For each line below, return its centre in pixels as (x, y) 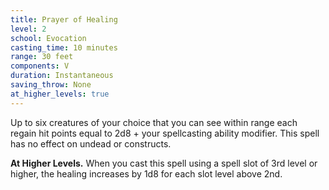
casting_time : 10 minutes (64, 47)
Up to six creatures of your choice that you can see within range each (154, 122)
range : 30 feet (42, 57)
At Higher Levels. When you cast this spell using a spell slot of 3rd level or (164, 163)
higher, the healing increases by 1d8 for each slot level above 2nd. (146, 173)
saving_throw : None (51, 85)
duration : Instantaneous (62, 76)
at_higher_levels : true (60, 94)
